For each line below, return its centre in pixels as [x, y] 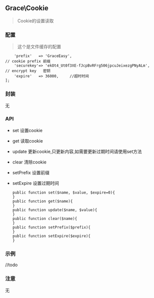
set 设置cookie [27, 130]
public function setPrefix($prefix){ [51, 227]
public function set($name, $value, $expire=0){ [64, 192]
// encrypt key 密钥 [28, 71]
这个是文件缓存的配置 [39, 47]
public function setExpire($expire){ [51, 236]
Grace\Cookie [27, 8]
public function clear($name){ [45, 219]
